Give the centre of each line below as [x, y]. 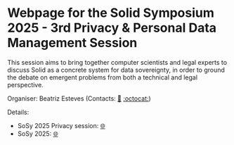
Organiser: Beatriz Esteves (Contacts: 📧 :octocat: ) [79, 98]
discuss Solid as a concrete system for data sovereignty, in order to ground [116, 70]
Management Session [72, 43]
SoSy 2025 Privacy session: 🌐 [61, 125]
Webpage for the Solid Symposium [111, 13]
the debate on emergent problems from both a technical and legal [103, 77]
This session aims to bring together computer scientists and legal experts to [117, 62]
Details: [18, 112]
